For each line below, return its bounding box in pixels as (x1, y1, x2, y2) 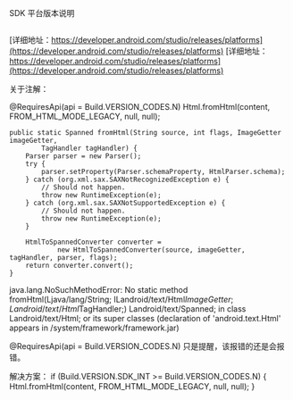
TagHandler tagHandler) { (41, 144, 138, 153)
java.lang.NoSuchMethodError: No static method (9, 285, 188, 295)
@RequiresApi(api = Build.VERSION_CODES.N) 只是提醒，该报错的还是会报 (9, 341, 285, 351)
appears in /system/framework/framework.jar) (9, 322, 180, 333)
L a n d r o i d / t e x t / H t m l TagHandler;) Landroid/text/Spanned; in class (9, 304, 247, 314)
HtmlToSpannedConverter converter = (25, 237, 163, 246)
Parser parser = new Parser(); (25, 152, 142, 161)
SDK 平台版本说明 (9, 8, 75, 18)
